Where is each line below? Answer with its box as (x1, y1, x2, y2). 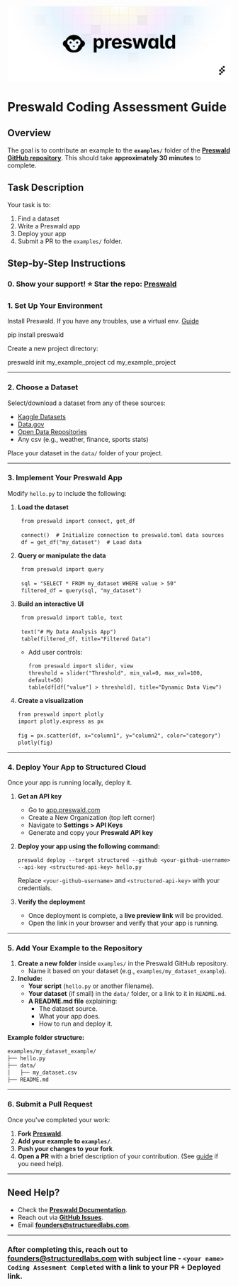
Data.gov (17, 420, 45, 428)
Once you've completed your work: (7, 1115, 110, 1124)
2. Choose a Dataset (7, 382, 79, 392)
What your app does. (38, 1012, 101, 1021)
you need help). (17, 1159, 64, 1168)
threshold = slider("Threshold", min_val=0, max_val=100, (28, 670, 203, 677)
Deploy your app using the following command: (17, 842, 161, 850)
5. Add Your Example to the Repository (7, 943, 143, 953)
